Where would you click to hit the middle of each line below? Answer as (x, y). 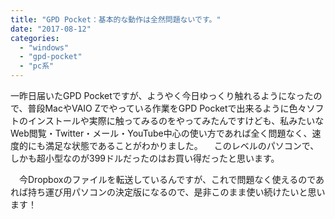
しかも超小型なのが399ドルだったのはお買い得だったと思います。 (145, 158)
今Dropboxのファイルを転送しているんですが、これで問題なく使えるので (167, 179)
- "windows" (44, 47)
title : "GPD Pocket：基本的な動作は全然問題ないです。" (116, 19)
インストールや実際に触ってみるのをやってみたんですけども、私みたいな (176, 120)
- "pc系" (37, 66)
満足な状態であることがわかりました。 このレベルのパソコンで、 (182, 145)
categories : (35, 38)
